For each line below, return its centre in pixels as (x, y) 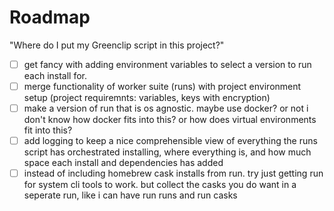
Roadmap (50, 17)
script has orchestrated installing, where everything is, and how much (167, 152)
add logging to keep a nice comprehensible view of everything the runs (170, 141)
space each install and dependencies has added (123, 163)
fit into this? (48, 130)
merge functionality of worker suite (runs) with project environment (162, 86)
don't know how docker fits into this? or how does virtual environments (170, 120)
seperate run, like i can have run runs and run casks (130, 195)
